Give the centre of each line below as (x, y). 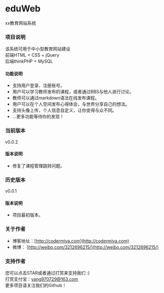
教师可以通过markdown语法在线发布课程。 (56, 98)
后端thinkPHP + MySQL (29, 61)
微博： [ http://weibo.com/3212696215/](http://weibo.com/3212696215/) (85, 247)
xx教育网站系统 (21, 23)
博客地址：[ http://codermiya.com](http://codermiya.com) (71, 241)
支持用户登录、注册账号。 (38, 85)
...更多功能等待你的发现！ (38, 117)
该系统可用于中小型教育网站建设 (38, 49)
